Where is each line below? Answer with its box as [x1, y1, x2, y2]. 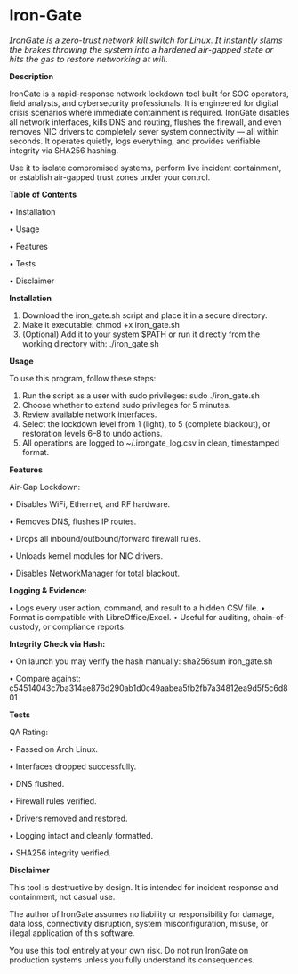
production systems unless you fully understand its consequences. [9, 954, 255, 965]
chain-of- [252, 611, 287, 622]
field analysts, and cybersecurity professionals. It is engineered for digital [9, 97, 278, 108]
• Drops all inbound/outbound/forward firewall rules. [9, 533, 202, 544]
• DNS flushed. [9, 778, 65, 789]
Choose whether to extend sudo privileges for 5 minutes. [21, 399, 231, 410]
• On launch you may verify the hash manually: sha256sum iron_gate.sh [9, 656, 273, 667]
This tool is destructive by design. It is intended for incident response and [9, 881, 278, 892]
